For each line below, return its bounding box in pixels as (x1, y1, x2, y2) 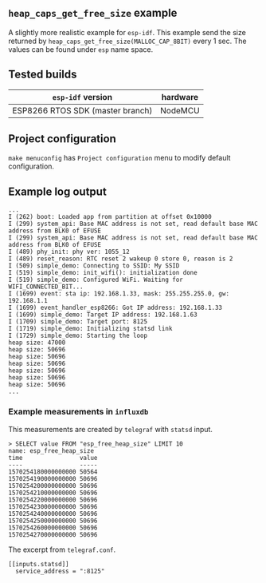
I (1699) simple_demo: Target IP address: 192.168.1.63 (8, 311, 198, 319)
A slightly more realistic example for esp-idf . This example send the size (8, 27, 247, 37)
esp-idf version (52, 91, 113, 102)
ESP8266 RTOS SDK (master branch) (12, 105, 153, 116)
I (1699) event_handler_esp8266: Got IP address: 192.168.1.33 (8, 303, 223, 312)
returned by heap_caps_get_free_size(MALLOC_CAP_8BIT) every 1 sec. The (8, 36, 247, 46)
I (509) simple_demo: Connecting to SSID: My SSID (8, 262, 180, 270)
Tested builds (8, 68, 77, 81)
